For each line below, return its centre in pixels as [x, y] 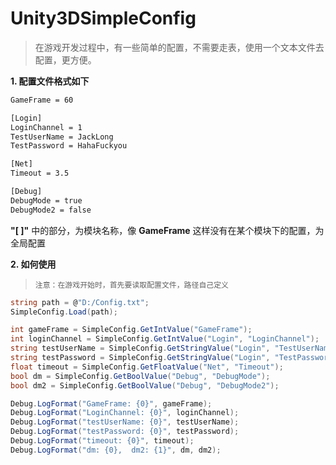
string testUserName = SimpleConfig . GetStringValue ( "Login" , [140, 348]
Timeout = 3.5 [40, 173]
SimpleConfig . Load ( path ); [64, 312]
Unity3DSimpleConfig [103, 18]
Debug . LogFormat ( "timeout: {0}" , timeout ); [102, 441]
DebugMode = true [46, 200]
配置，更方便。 [65, 59]
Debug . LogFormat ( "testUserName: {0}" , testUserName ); [125, 422]
